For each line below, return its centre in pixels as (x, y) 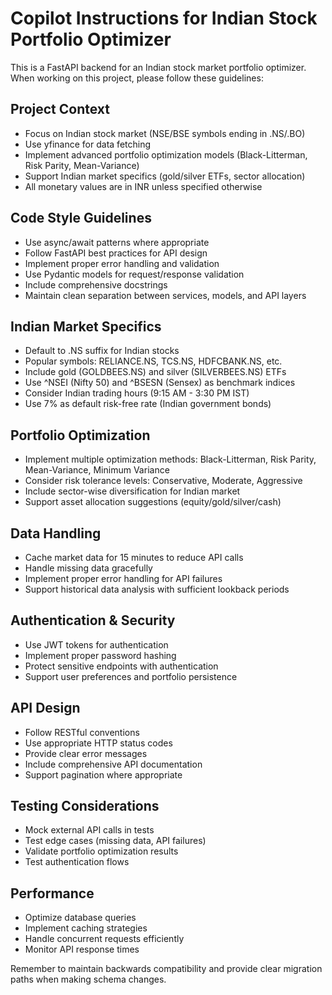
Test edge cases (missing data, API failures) (115, 841)
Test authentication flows (77, 862)
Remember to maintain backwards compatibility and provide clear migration (166, 969)
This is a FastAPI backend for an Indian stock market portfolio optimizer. (158, 67)
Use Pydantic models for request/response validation (134, 274)
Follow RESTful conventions (82, 732)
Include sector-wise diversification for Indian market (132, 491)
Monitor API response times (82, 949)
